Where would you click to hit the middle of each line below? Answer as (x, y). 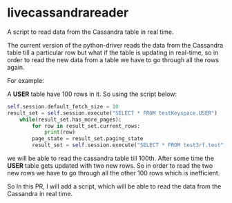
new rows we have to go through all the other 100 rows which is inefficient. (114, 173)
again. (16, 67)
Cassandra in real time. (40, 194)
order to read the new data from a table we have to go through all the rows (113, 59)
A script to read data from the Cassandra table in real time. (90, 32)
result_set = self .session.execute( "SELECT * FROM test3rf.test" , (129, 145)
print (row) (60, 133)
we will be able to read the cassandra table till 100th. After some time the (110, 158)
